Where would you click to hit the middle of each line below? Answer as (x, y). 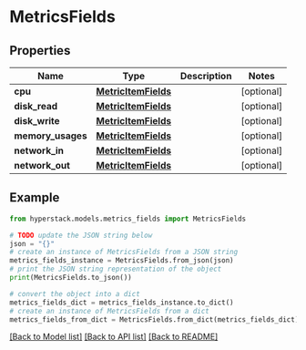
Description (206, 76)
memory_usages (51, 136)
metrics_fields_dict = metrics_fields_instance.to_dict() (122, 303)
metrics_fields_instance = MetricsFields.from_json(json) (122, 261)
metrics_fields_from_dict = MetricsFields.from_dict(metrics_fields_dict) (154, 319)
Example (35, 198)
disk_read (36, 106)
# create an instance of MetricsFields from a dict (109, 311)
